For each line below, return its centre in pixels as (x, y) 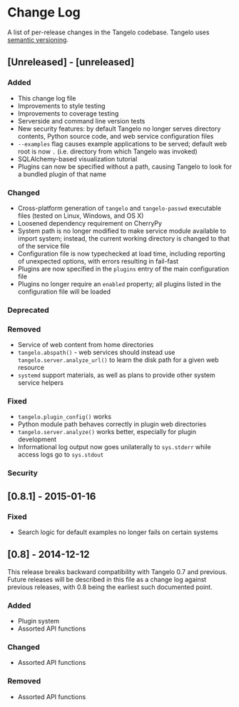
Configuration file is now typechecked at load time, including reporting (121, 254)
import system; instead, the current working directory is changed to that (123, 238)
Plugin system (39, 621)
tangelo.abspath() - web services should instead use (96, 352)
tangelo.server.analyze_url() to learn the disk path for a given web (118, 360)
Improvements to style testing (61, 106)
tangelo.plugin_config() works (65, 417)
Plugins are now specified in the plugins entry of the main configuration (123, 269)
